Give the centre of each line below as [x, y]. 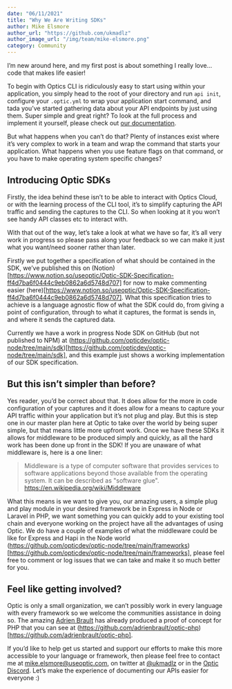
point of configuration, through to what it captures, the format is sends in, [112, 312]
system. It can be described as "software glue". [91, 480]
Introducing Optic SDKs [59, 180]
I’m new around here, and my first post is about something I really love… [110, 65]
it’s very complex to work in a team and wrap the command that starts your [114, 144]
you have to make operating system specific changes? [85, 159]
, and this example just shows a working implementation [145, 355]
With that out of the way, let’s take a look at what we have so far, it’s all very [115, 232]
